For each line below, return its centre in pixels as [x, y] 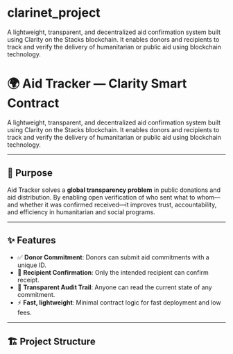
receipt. [28, 280]
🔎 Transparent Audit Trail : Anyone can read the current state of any [115, 287]
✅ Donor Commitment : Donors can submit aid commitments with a [113, 257]
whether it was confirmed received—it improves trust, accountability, [118, 204]
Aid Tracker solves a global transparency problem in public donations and [114, 190]
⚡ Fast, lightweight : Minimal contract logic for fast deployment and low [119, 302]
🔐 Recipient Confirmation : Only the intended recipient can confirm [113, 272]
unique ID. [32, 265]
